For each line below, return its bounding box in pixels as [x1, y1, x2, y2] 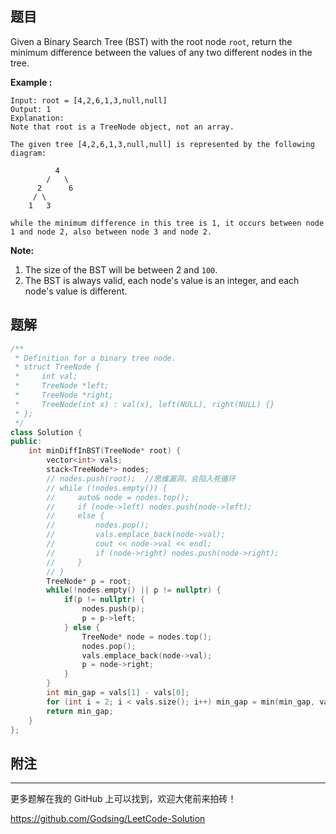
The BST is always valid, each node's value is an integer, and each [24, 274, 300, 286]
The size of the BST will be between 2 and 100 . [24, 263, 218, 276]
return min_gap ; [46, 706, 114, 716]
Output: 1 [10, 104, 52, 114]
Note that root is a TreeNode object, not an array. [10, 122, 235, 132]
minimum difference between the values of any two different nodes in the [10, 46, 313, 58]
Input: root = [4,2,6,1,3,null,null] [10, 95, 168, 106]
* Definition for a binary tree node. [14, 353, 177, 363]
